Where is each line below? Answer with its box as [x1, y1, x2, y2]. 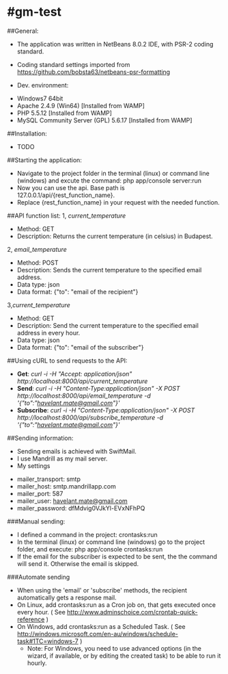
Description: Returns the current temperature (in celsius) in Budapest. [16, 232, 213, 240]
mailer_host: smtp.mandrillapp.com [16, 482, 116, 490]
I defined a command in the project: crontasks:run [16, 530, 158, 539]
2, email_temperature [7, 245, 67, 253]
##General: [7, 27, 39, 35]
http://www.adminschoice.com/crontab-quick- [67, 608, 198, 616]
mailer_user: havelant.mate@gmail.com [16, 497, 128, 505]
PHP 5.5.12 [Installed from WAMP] [16, 109, 113, 117]
